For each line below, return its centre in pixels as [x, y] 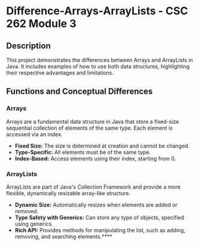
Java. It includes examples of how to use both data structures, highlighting [98, 66]
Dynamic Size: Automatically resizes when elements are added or [96, 205]
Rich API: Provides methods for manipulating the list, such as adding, [100, 230]
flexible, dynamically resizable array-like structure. [68, 193]
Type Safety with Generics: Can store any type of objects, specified [99, 217]
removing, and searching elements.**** [63, 236]
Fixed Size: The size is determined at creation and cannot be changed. [102, 146]
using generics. [34, 224]
